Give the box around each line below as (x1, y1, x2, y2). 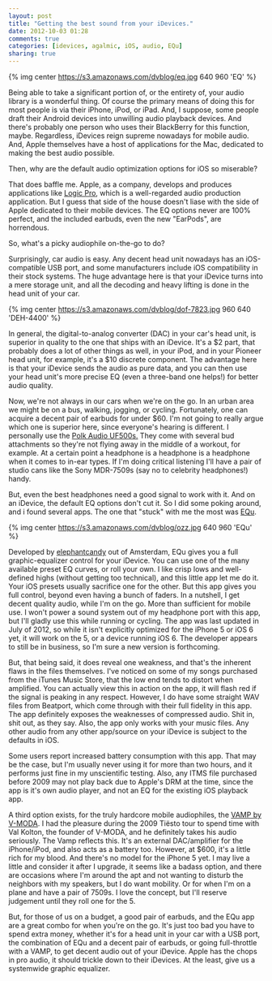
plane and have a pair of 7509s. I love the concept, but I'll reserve (8, 888, 227, 897)
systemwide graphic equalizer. (8, 964, 111, 973)
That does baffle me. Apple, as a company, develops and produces (8, 179, 232, 189)
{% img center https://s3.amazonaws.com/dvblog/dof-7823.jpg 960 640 (8, 305, 251, 313)
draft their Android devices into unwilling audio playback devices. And (8, 114, 242, 123)
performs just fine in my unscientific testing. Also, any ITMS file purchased (8, 768, 257, 778)
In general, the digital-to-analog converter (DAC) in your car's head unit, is (8, 329, 257, 338)
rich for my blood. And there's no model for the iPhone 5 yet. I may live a (8, 854, 250, 862)
